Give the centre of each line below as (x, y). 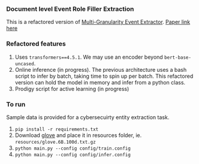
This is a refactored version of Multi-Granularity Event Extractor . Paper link (98, 22)
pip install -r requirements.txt (57, 129)
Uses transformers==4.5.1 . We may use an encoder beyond (89, 57)
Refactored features (36, 44)
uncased (24, 64)
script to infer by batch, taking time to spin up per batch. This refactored (104, 76)
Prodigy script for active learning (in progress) (72, 89)
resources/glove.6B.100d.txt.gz (55, 142)
